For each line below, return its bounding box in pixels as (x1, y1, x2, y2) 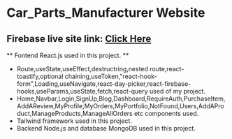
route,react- (149, 65, 184, 73)
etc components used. (134, 110, 199, 117)
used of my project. (149, 87, 206, 95)
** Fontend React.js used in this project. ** (6, 51, 129, 59)
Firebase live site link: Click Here (6, 33, 152, 45)
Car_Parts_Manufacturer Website (6, 5, 205, 21)
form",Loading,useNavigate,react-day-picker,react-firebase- (16, 80, 191, 88)
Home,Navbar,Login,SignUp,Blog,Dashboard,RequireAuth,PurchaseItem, (16, 94, 226, 103)
